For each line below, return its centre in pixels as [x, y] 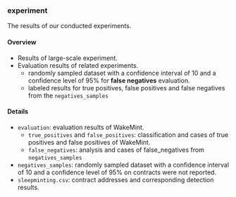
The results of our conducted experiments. [69, 26]
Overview [22, 42]
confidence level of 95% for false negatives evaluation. [109, 80]
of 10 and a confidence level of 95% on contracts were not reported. [117, 172]
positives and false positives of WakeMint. [89, 142]
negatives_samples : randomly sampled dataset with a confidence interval [123, 165]
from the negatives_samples [68, 95]
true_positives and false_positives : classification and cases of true [128, 135]
